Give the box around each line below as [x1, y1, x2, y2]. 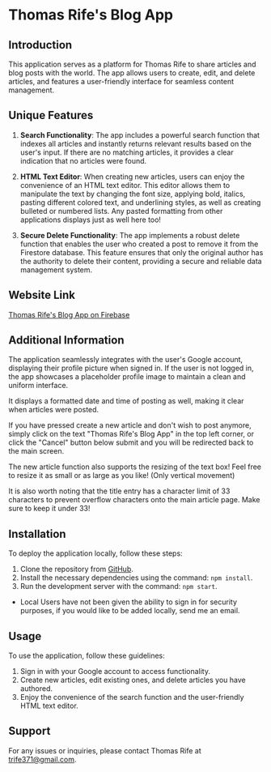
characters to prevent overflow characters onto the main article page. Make [8, 495, 260, 505]
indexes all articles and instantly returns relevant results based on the [19, 139, 252, 148]
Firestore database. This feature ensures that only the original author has [19, 247, 264, 257]
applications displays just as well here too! [19, 215, 162, 224]
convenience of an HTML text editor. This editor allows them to [19, 180, 231, 190]
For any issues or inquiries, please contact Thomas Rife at [8, 745, 201, 755]
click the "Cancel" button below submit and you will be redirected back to [8, 437, 254, 447]
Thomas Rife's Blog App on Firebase [8, 309, 130, 319]
